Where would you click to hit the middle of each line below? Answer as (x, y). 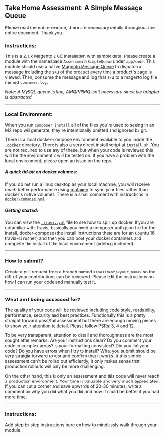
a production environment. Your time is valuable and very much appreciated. (82, 381)
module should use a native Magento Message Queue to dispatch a (73, 67)
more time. (16, 397)
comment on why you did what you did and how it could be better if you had (82, 391)
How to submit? (24, 261)
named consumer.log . (27, 82)
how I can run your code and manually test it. (51, 282)
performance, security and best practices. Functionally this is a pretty (75, 315)
